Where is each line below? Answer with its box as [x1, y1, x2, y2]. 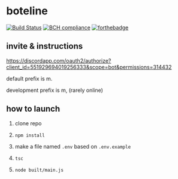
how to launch [6, 104, 61, 114]
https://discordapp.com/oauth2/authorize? [6, 57, 111, 64]
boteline [6, 4, 48, 18]
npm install [14, 132, 45, 138]
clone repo [14, 119, 42, 126]
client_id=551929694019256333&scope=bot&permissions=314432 [6, 63, 172, 70]
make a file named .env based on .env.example [14, 143, 131, 150]
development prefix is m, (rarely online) [6, 87, 104, 94]
